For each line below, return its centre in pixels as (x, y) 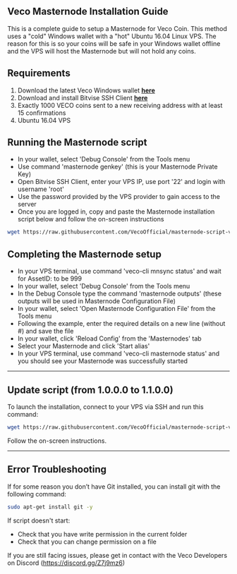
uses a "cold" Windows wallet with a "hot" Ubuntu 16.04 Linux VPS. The (112, 36)
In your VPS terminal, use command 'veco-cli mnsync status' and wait (120, 271)
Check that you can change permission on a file (87, 542)
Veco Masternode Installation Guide (88, 12)
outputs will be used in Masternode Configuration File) (97, 301)
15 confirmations (42, 113)
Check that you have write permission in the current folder (102, 534)
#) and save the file (45, 331)
